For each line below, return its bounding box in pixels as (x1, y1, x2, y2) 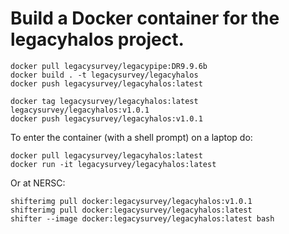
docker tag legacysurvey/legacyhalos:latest (10, 96, 199, 106)
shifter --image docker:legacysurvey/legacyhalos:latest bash (10, 213, 275, 224)
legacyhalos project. (10, 28, 185, 51)
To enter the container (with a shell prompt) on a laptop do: (10, 131, 253, 143)
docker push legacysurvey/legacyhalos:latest (10, 78, 203, 89)
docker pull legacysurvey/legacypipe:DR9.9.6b (10, 61, 208, 71)
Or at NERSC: (10, 177, 66, 189)
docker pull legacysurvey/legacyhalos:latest (10, 150, 203, 161)
